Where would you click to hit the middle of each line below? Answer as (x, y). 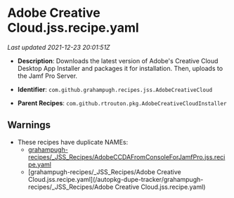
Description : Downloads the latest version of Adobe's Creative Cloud (118, 60)
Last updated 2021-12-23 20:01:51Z (59, 47)
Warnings (29, 125)
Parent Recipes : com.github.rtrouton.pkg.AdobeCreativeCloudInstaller (122, 103)
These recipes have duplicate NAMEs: (73, 142)
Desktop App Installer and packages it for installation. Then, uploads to (120, 68)
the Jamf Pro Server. (47, 76)
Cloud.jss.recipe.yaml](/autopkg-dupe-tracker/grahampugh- (116, 179)
